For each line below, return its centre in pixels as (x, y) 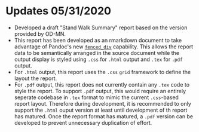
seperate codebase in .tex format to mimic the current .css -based (96, 97)
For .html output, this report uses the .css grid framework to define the (102, 72)
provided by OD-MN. (40, 33)
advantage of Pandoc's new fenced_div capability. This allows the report (104, 47)
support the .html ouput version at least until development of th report (101, 110)
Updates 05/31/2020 (59, 11)
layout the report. (36, 78)
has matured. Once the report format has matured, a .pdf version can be (104, 116)
